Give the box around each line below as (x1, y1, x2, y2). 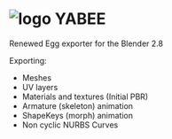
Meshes (21, 72, 51, 83)
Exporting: (9, 55, 47, 66)
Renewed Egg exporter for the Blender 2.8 (9, 38, 164, 49)
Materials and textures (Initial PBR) (21, 91, 149, 102)
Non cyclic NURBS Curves (21, 120, 119, 130)
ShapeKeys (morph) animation (21, 110, 134, 120)
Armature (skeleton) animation (21, 100, 134, 111)
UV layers (21, 81, 59, 92)
